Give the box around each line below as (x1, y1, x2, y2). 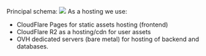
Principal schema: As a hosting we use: (6, 8, 128, 15)
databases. (16, 42, 49, 51)
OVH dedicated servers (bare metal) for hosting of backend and (16, 35, 199, 43)
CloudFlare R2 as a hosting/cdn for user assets (16, 28, 151, 36)
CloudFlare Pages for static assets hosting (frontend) (16, 20, 169, 29)
